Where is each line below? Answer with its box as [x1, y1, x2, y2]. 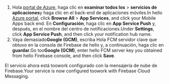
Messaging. [5, 73, 29, 79]
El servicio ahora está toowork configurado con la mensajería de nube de [5, 63, 157, 68]
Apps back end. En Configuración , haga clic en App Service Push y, [12, 20, 156, 26]
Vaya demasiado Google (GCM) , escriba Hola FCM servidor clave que [12, 36, 157, 43]
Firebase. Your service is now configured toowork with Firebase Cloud [5, 68, 150, 74]
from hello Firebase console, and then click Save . [12, 53, 115, 59]
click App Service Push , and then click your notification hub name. [12, 31, 152, 37]
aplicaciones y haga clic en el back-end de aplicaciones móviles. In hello [12, 10, 162, 16]
